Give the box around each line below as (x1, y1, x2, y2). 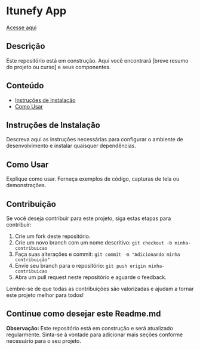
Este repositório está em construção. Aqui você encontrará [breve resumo (6, 57, 189, 64)
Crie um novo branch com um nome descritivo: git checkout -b (14, 239, 173, 246)
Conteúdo (6, 80, 44, 91)
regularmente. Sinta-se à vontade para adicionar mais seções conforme (6, 331, 183, 338)
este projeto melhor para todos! (6, 292, 84, 299)
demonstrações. (6, 182, 47, 189)
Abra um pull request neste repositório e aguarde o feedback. (14, 274, 167, 281)
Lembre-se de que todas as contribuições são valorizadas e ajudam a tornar (6, 285, 194, 292)
